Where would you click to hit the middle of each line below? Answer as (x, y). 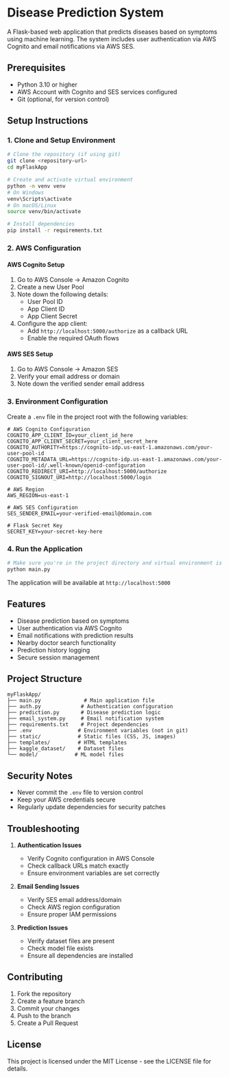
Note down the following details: (62, 294)
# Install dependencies (41, 224)
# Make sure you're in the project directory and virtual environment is (115, 563)
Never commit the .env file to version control (80, 793)
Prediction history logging (53, 650)
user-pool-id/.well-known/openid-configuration (76, 465)
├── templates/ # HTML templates (67, 743)
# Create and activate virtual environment (70, 180)
